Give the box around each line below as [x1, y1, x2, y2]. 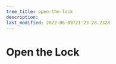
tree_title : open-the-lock [6, 8, 73, 15]
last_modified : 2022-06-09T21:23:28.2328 [6, 20, 111, 25]
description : [6, 14, 39, 20]
